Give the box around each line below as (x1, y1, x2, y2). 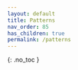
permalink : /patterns (7, 36, 72, 43)
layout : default (7, 10, 55, 17)
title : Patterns (7, 17, 55, 24)
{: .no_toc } (7, 55, 40, 64)
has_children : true (7, 29, 65, 37)
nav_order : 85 (7, 23, 50, 30)
